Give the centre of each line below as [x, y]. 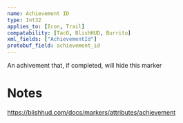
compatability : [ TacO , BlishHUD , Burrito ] [69, 33]
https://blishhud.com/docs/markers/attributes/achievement [91, 112]
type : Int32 [24, 20]
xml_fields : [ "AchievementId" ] [52, 39]
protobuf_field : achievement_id [54, 46]
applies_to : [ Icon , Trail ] [46, 26]
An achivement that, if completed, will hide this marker [85, 65]
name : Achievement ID [38, 13]
